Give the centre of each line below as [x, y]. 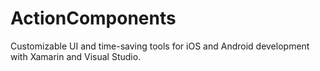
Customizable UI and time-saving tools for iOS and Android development [160, 46]
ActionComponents [93, 18]
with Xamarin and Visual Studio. [76, 56]
